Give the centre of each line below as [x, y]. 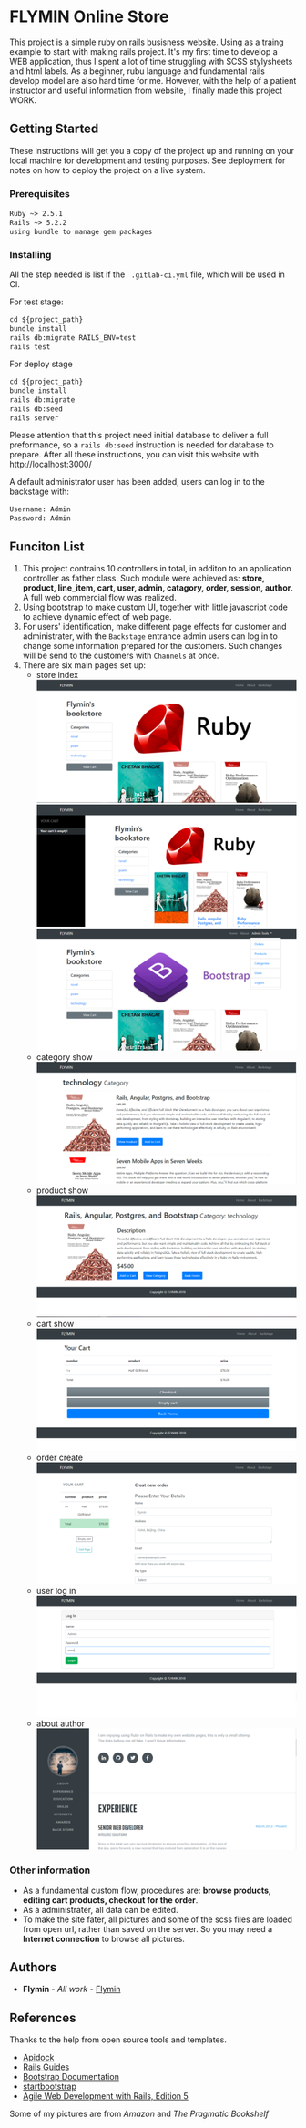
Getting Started [54, 129]
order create [60, 1457]
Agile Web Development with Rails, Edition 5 [105, 2096]
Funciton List [47, 546]
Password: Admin [40, 519]
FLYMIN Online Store [90, 17]
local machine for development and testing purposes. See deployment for [148, 160]
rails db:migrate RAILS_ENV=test [73, 338]
